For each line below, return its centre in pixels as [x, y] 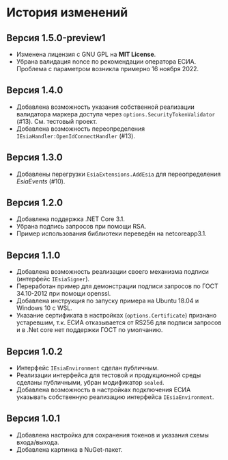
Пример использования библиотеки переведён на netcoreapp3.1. [111, 233]
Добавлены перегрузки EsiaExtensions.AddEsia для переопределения [118, 174]
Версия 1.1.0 [33, 255]
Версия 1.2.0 [35, 203]
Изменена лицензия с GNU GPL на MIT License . [86, 54]
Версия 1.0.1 [33, 419]
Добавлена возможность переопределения [81, 129]
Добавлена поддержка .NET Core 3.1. [71, 219]
